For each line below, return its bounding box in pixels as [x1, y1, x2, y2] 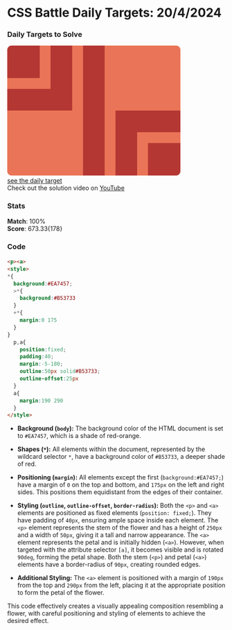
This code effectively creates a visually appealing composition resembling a [7, 602, 224, 611]
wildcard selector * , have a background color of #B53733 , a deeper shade [17, 453, 225, 461]
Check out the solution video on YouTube [7, 184, 125, 192]
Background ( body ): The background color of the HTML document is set [17, 424, 224, 432]
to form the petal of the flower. [17, 588, 105, 597]
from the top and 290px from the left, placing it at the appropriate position [17, 581, 226, 590]
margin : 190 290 [19, 397, 64, 404]
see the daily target [7, 177, 62, 185]
